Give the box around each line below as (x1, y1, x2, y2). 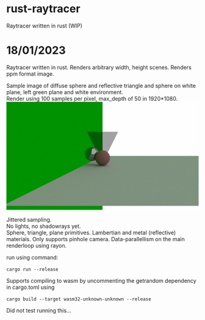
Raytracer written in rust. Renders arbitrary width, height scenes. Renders (6, 64, 192, 71)
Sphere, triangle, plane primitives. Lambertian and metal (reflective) (6, 229, 176, 236)
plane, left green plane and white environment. (6, 88, 124, 96)
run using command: (6, 254, 59, 261)
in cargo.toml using (6, 283, 55, 291)
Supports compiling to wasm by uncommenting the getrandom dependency (6, 277, 196, 285)
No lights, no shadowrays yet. (6, 222, 81, 230)
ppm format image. (6, 70, 54, 78)
